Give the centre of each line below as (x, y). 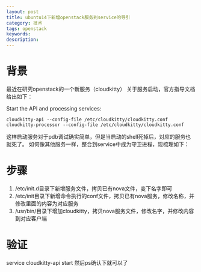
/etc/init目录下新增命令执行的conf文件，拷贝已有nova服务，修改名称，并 (105, 196)
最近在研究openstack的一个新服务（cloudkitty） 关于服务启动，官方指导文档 (101, 89)
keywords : (19, 34)
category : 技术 (24, 23)
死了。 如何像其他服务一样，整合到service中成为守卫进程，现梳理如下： (100, 144)
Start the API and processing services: (54, 108)
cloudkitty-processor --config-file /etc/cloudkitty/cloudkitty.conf (95, 125)
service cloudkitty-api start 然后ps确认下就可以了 (67, 262)
